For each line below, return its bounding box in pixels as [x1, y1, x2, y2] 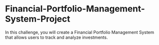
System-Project [5, 13, 71, 24]
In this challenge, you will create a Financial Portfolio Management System [5, 29, 155, 35]
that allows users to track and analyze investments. [5, 34, 108, 40]
